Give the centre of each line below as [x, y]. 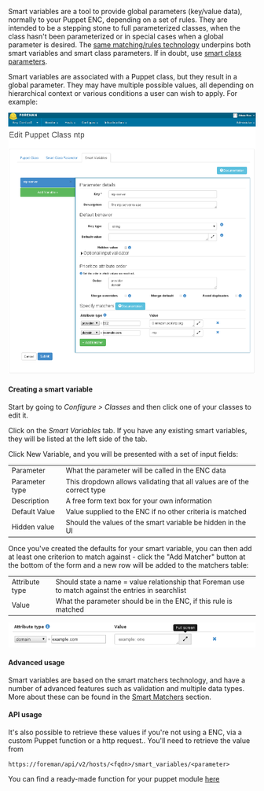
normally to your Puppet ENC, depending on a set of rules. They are [118, 20]
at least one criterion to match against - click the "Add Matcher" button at [127, 557]
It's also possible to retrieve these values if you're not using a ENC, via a [125, 732]
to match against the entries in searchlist [121, 590]
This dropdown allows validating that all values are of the [157, 481]
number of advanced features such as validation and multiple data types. [126, 688]
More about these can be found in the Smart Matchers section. [110, 697]
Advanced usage [37, 663]
